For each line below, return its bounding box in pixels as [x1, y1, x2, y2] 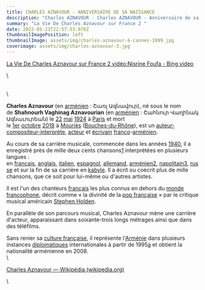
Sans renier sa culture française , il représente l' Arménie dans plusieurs [6, 234, 185, 242]
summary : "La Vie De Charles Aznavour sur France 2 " [6, 20, 147, 26]
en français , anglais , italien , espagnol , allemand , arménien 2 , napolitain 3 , [6, 159, 189, 167]
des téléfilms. [6, 222, 41, 230]
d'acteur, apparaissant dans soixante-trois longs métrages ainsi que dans [6, 216, 192, 223]
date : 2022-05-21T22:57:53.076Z [6, 26, 89, 32]
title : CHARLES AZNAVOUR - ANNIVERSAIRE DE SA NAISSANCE [6, 9, 155, 15]
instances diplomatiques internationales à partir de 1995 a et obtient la [6, 240, 183, 248]
